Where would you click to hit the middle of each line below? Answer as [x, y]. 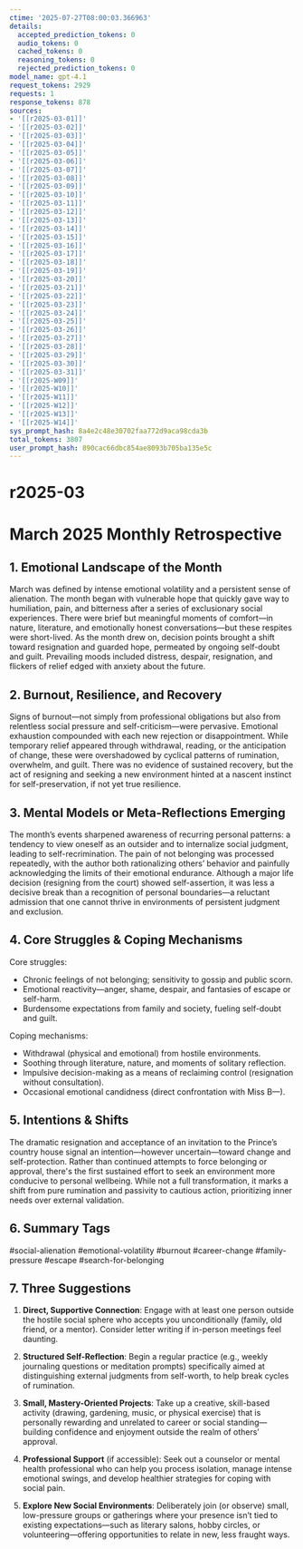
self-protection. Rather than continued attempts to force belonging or [138, 1161]
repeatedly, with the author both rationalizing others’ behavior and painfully [150, 863]
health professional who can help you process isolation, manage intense [157, 1469]
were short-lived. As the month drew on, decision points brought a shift [142, 638]
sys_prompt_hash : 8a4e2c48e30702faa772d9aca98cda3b [109, 431]
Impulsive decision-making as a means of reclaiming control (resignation [158, 1072]
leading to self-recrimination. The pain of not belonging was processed [142, 854]
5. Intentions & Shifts [69, 1120]
